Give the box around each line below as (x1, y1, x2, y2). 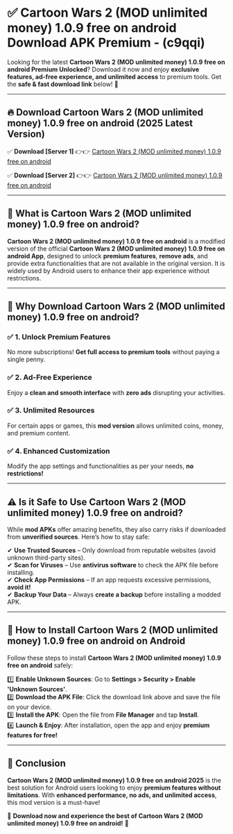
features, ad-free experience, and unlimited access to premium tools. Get (7, 72, 222, 81)
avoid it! (7, 583, 31, 591)
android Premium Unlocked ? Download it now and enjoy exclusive (7, 65, 200, 74)
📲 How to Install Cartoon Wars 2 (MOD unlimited (7, 624, 218, 636)
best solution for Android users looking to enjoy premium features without (7, 783, 221, 792)
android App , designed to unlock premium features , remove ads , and (7, 251, 208, 260)
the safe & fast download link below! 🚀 (7, 80, 119, 88)
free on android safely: (7, 661, 74, 669)
